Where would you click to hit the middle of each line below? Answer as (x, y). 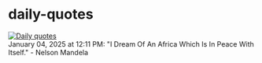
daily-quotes (51, 14)
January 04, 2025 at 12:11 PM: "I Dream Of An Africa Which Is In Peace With (131, 44)
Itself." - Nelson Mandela (48, 52)
